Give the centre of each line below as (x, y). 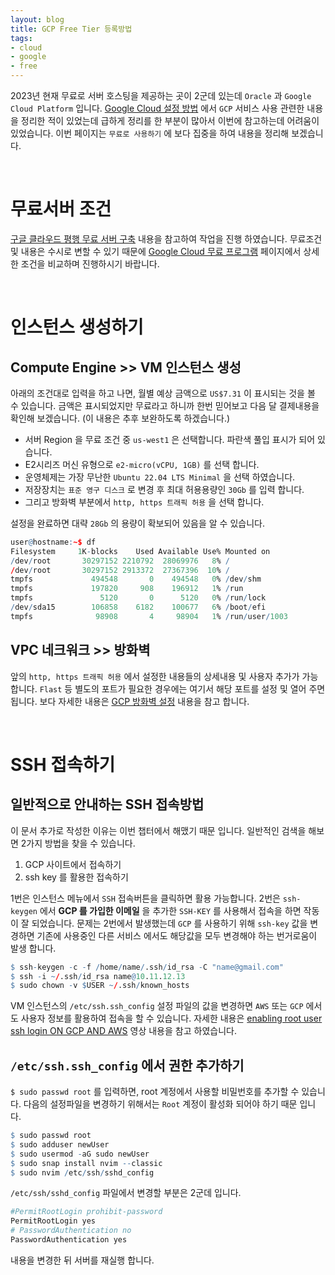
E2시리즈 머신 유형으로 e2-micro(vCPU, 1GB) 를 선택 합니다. (142, 464)
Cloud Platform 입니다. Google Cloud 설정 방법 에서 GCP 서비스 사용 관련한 (157, 108)
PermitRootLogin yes (53, 1221)
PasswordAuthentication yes (69, 1240)
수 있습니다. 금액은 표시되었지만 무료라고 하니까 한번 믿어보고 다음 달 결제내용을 (165, 405)
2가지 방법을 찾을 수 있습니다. (78, 843)
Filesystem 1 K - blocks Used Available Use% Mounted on (140, 551)
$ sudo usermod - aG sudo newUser (80, 1154)
